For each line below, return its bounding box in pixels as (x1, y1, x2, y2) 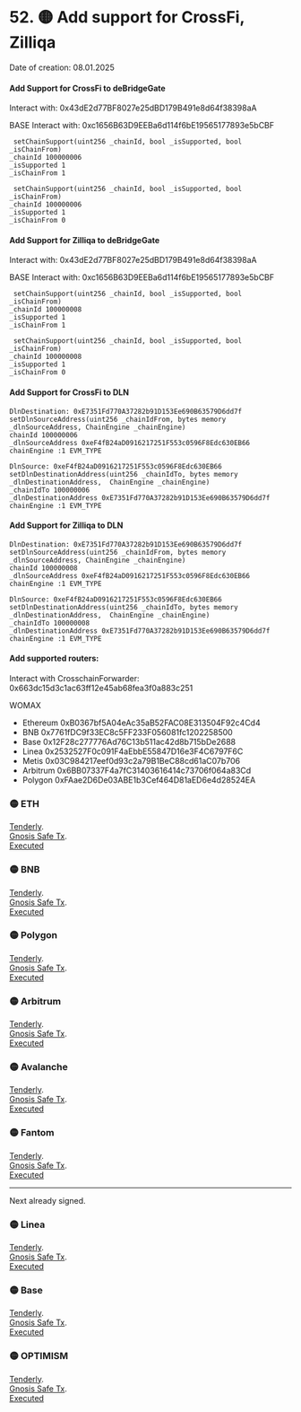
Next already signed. (9, 1195, 87, 1206)
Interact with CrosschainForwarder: (9, 672, 141, 683)
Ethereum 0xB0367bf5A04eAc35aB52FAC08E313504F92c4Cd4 (21, 717, 262, 728)
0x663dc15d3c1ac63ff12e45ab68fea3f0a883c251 (9, 682, 193, 693)
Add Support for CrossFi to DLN (9, 387, 130, 398)
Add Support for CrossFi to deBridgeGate (9, 83, 166, 93)
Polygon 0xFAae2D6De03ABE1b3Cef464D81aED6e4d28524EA (21, 774, 256, 785)
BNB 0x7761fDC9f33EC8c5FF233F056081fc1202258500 (21, 726, 233, 737)
